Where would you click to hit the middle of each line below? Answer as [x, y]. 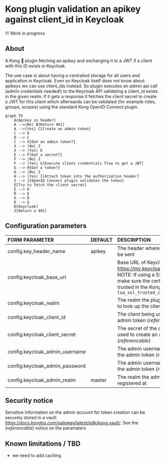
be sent [126, 254]
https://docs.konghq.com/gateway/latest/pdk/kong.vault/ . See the [72, 423]
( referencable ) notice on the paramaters [46, 428]
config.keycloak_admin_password [47, 366]
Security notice [29, 400]
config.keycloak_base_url [37, 277]
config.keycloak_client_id [37, 317]
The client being [136, 314]
